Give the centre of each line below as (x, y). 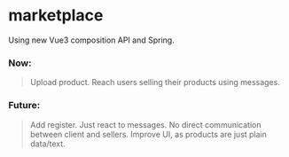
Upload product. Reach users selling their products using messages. (155, 82)
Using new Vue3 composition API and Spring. (91, 40)
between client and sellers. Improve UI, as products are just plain (148, 134)
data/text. (47, 144)
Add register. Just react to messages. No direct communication (145, 124)
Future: (24, 106)
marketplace (56, 16)
